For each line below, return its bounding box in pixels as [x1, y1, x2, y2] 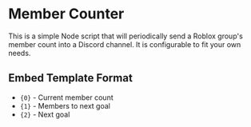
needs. [8, 48, 31, 58]
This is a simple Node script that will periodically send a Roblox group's [8, 31, 244, 41]
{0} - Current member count [19, 93, 114, 102]
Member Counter [8, 5, 125, 23]
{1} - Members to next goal [19, 101, 110, 110]
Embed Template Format [8, 71, 133, 85]
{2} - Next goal [19, 109, 70, 119]
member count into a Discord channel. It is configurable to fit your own [8, 39, 241, 49]
